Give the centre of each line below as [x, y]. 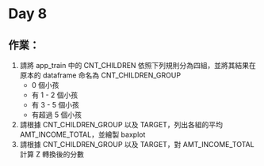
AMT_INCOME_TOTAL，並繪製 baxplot [82, 134]
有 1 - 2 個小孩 [55, 95]
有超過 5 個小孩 [56, 115]
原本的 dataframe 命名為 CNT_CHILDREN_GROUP [100, 75]
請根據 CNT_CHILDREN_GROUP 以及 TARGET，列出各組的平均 [121, 124]
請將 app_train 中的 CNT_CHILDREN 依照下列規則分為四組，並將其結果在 [138, 65]
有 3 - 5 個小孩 [55, 105]
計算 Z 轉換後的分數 [52, 154]
